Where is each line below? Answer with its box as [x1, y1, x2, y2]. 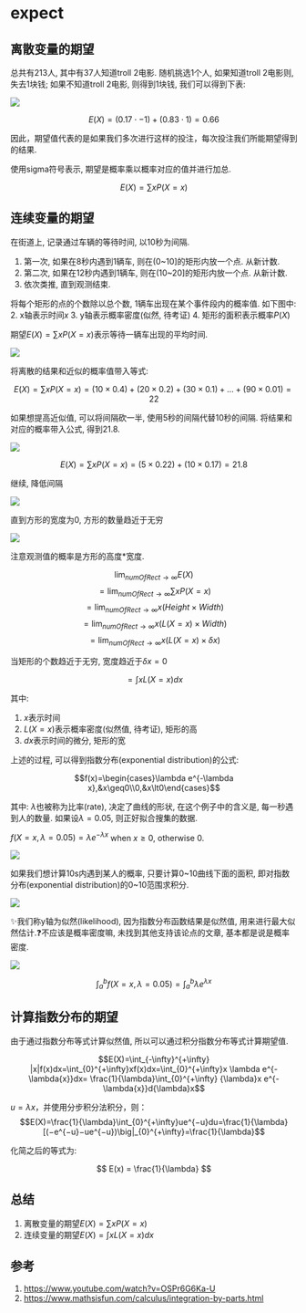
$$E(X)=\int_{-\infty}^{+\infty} [97, 1053, 210, 1065]
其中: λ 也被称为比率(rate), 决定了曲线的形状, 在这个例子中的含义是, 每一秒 [10, 801, 286, 812]
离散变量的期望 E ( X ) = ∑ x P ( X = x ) [23, 1217, 148, 1229]
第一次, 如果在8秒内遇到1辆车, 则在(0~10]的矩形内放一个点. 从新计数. [23, 255, 280, 266]
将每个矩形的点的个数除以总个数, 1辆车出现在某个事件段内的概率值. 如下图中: [10, 297, 297, 308]
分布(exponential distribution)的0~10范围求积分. [10, 880, 189, 891]
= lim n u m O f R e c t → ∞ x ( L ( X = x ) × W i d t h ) [83, 619, 228, 631]
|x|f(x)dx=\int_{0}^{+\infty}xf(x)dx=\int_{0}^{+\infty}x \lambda [29, 1063, 260, 1074]
